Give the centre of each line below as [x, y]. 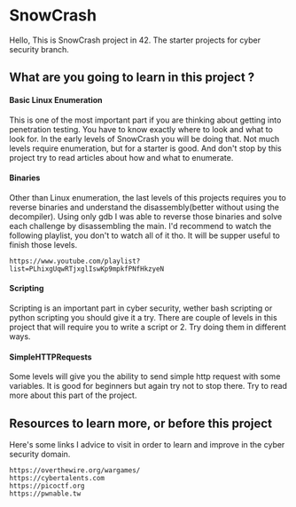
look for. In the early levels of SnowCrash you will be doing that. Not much [144, 139]
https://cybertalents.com [57, 478]
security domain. [40, 454]
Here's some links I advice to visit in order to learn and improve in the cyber [147, 444]
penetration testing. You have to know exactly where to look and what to [141, 129]
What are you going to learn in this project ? [132, 78]
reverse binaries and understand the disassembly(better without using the [144, 207]
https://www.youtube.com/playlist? [75, 261]
